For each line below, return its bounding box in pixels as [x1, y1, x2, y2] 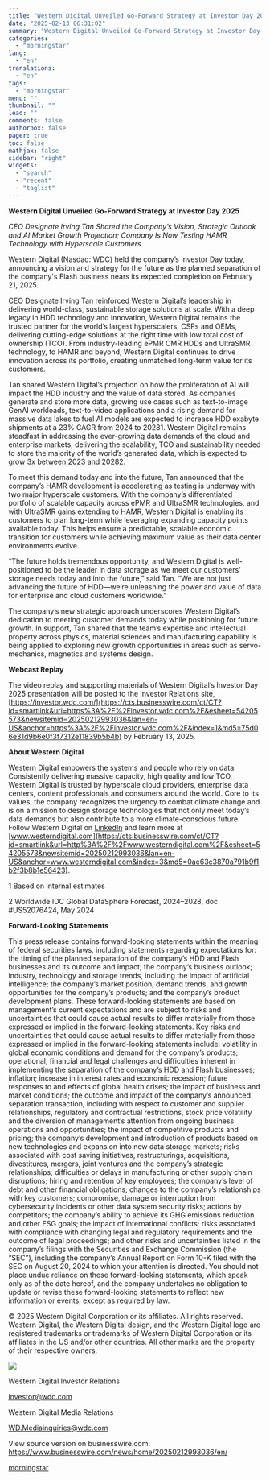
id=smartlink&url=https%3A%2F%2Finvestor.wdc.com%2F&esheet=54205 [8, 705, 259, 715]
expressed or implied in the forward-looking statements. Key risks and [8, 1022, 241, 1031]
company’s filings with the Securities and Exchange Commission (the [8, 1244, 237, 1254]
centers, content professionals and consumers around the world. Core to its [8, 788, 260, 798]
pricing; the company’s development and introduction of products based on [8, 1133, 259, 1143]
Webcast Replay [8, 664, 64, 674]
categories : [8, 34, 48, 43]
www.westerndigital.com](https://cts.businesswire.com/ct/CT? [10, 831, 219, 841]
